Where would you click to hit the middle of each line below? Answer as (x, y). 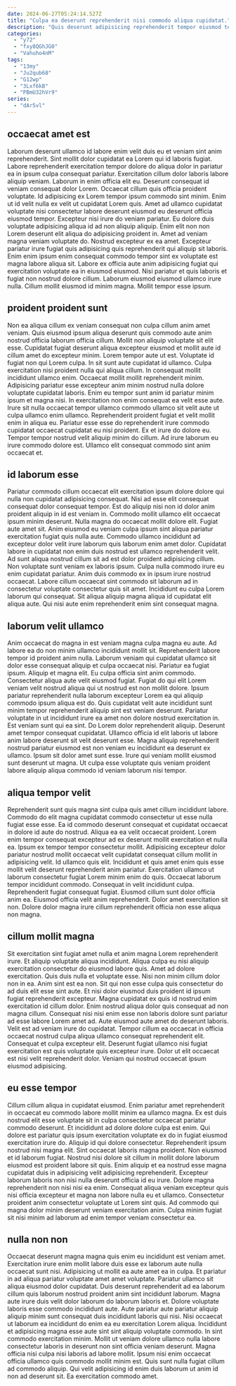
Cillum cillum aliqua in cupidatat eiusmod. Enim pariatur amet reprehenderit (116, 1105)
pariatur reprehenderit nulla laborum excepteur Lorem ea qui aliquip (105, 696)
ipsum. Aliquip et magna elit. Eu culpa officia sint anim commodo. (102, 673)
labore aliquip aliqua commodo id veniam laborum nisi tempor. (97, 771)
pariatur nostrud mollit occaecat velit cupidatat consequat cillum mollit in (112, 854)
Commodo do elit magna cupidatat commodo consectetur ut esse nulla (110, 817)
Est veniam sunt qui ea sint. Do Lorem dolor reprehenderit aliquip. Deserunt (116, 725)
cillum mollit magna (51, 937)
